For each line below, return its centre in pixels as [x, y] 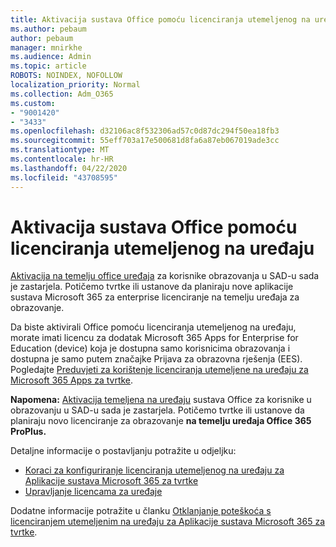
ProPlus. [28, 432]
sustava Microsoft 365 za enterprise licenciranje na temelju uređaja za [155, 297]
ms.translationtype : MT [60, 150]
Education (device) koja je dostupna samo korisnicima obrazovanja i [150, 348]
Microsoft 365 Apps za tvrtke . [72, 380]
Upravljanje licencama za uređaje [93, 492]
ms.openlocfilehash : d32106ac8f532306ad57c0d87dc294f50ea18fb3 [145, 131]
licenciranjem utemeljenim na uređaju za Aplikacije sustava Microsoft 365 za [168, 522]
